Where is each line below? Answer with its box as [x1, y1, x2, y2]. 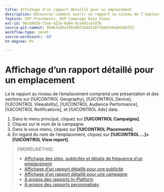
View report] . [41, 136, 69, 142]
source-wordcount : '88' [5, 35, 54, 40]
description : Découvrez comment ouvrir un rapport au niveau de [5, 12, 139, 17]
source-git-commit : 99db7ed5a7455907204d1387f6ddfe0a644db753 [5, 25, 134, 30]
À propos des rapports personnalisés [24, 181, 99, 187]
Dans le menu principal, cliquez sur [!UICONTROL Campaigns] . [12, 116, 141, 122]
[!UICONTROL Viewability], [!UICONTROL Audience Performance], [5, 101, 139, 107]
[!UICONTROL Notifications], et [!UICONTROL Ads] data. [5, 106, 119, 112]
